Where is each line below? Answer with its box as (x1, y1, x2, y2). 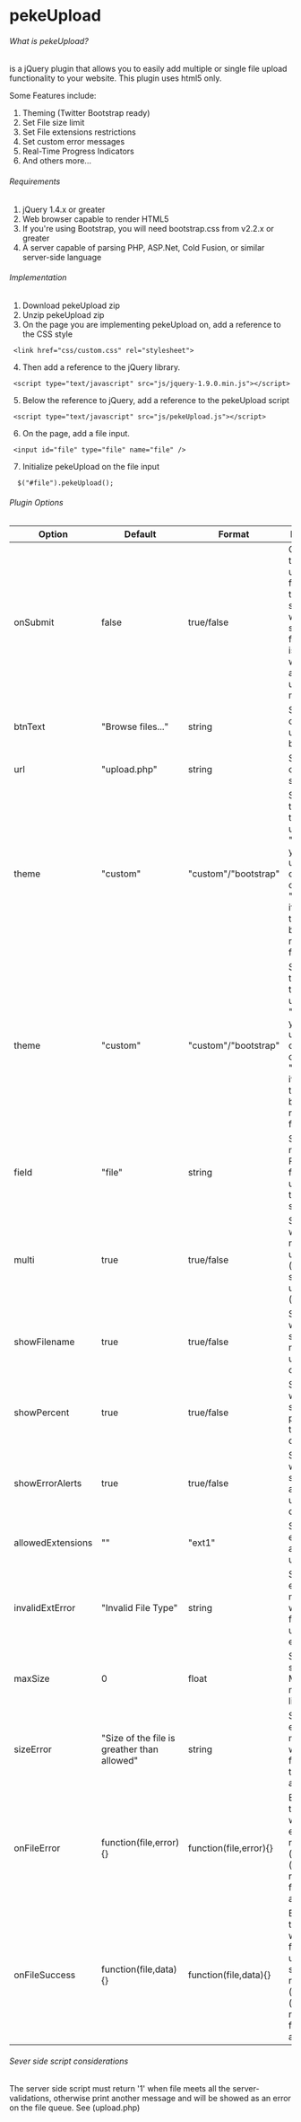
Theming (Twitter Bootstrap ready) (21, 108, 150, 119)
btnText (13, 720, 46, 733)
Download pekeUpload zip (21, 300, 121, 311)
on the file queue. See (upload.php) (9, 2102, 141, 2113)
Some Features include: (9, 91, 97, 101)
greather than (101, 1743, 159, 1756)
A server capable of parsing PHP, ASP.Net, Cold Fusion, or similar (21, 242, 265, 252)
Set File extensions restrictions (21, 127, 137, 137)
